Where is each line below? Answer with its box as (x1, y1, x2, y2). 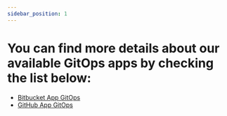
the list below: (7, 70, 91, 86)
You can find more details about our (7, 40, 220, 56)
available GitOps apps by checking (7, 55, 214, 71)
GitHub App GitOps (17, 101, 74, 109)
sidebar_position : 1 (7, 10, 68, 17)
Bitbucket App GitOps (17, 93, 81, 101)
